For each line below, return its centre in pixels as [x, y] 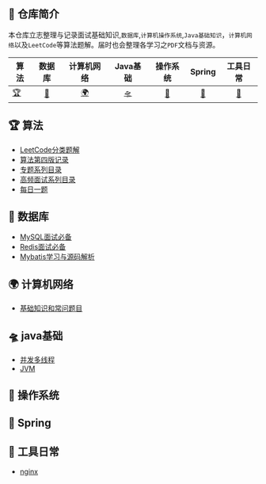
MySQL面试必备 [46, 237]
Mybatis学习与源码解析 [57, 257]
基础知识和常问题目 [51, 308]
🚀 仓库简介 [34, 14]
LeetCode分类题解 [49, 150]
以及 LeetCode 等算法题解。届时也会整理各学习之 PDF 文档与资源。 [117, 44]
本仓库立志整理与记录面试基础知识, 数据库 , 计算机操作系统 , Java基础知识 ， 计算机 [127, 35]
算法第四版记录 [44, 159]
